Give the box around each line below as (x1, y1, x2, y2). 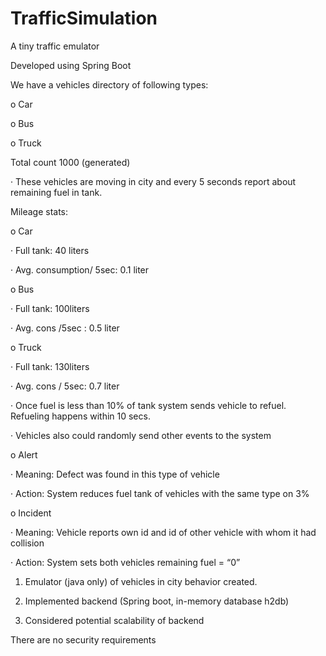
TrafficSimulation (10, 7, 158, 30)
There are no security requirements (10, 633, 157, 646)
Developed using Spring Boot (10, 59, 132, 71)
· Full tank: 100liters (10, 302, 90, 314)
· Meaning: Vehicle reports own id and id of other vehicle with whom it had (10, 526, 317, 538)
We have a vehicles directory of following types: (10, 78, 209, 91)
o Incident (10, 507, 52, 519)
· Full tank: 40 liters (10, 244, 90, 256)
